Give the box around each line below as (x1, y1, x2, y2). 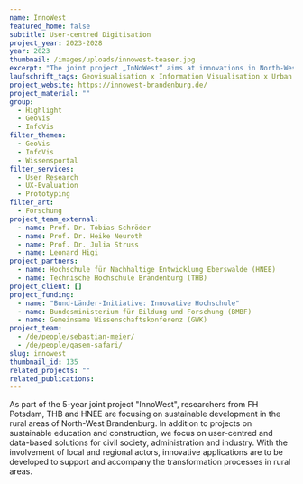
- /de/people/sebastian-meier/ (17, 332, 135, 341)
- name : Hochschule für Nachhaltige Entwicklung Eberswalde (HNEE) (17, 265, 277, 275)
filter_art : (9, 198, 54, 208)
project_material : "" (9, 88, 91, 98)
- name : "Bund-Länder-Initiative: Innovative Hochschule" (17, 299, 241, 308)
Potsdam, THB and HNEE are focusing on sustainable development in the (9, 408, 281, 420)
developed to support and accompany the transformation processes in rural (9, 457, 291, 468)
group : (9, 97, 34, 107)
